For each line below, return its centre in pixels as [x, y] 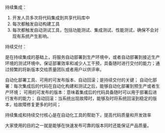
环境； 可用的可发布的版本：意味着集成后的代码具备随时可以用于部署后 [81, 92]
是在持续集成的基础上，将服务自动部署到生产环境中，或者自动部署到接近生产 [82, 57]
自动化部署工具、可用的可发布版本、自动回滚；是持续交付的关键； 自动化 [79, 80]
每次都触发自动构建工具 [36, 24]
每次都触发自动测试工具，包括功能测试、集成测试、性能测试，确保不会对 [85, 30]
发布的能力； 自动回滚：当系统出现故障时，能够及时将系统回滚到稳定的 [81, 98]
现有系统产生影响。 [32, 36]
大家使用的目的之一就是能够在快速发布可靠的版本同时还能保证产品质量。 [78, 125]
